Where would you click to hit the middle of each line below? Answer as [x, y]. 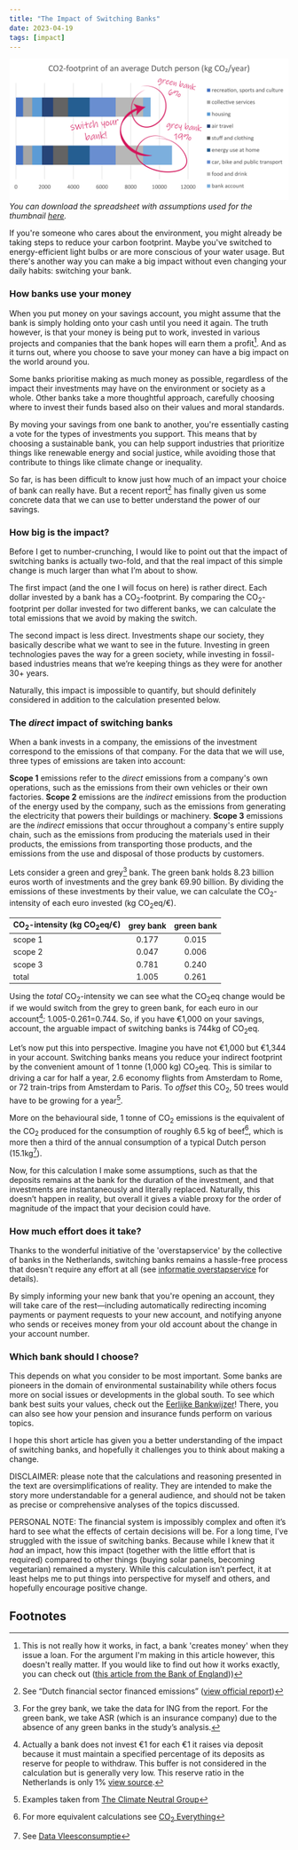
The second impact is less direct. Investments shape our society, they [137, 636]
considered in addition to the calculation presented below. [115, 700]
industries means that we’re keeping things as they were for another [158, 664]
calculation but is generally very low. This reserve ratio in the [133, 1773]
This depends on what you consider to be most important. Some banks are [146, 1376]
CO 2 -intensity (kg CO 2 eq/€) [67, 925]
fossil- [263, 655]
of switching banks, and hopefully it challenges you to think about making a [147, 1450]
